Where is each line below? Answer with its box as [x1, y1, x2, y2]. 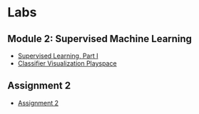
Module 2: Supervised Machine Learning [7, 33, 193, 45]
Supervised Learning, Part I [17, 51, 98, 60]
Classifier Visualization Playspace [17, 59, 117, 68]
